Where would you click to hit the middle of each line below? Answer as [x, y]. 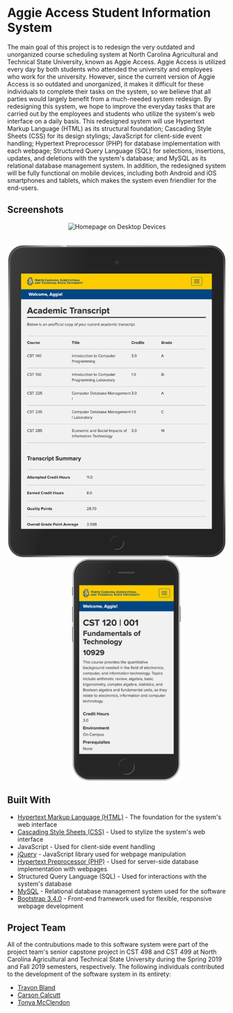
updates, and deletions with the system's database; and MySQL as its [107, 158]
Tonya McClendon [43, 1003]
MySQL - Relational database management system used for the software [121, 891]
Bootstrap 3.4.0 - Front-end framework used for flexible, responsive [114, 899]
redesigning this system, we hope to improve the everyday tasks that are [111, 106]
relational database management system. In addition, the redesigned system [116, 165]
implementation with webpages [62, 869]
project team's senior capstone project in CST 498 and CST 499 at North [112, 952]
